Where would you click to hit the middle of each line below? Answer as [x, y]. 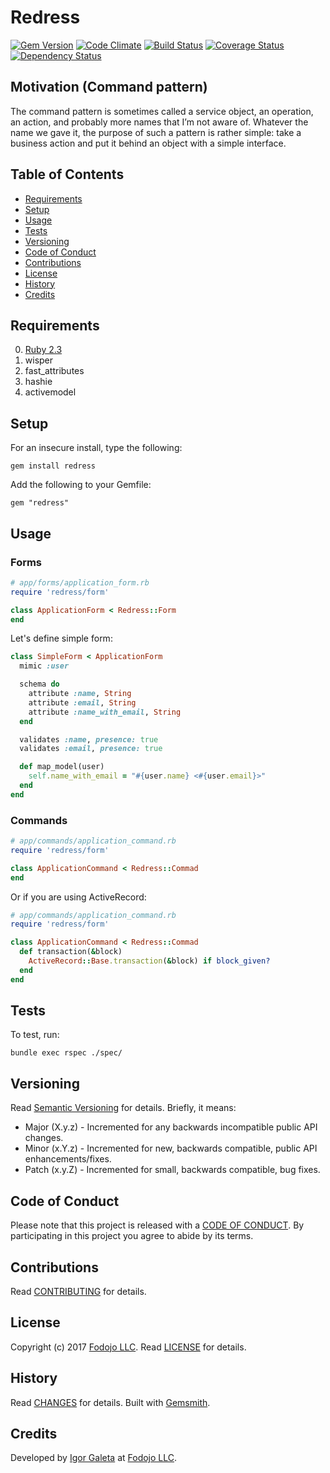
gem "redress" [40, 503]
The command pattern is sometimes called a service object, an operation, [162, 111]
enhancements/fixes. [68, 1159]
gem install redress [53, 466]
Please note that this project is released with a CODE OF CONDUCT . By [157, 1225]
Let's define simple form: [61, 638]
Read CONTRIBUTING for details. [78, 1291]
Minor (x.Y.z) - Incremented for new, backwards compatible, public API [171, 1148]
